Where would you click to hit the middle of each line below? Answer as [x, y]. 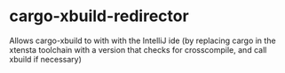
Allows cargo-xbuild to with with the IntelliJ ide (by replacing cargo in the [143, 40]
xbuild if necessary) [45, 59]
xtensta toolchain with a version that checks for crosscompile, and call [138, 49]
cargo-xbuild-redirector [99, 16]
